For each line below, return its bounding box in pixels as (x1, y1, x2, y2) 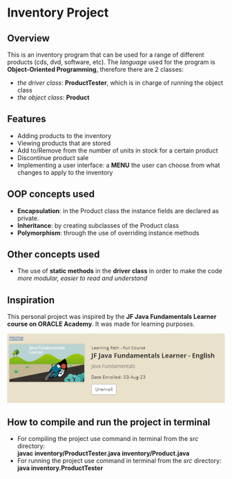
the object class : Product (17, 93, 90, 101)
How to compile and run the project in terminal (7, 416, 211, 428)
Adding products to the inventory (17, 131, 112, 139)
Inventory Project (7, 5, 109, 21)
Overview (7, 32, 50, 44)
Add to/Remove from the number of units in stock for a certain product (17, 146, 219, 155)
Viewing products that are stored (17, 139, 111, 147)
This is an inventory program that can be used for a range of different (7, 50, 205, 59)
